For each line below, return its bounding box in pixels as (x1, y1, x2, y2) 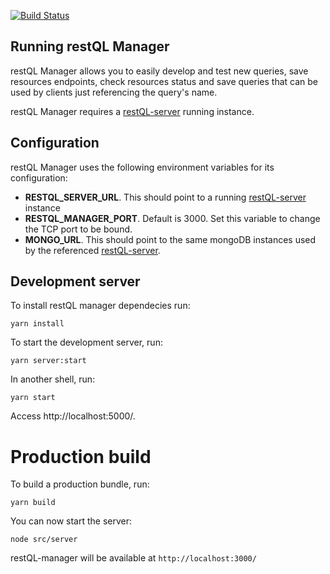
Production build (10, 445, 152, 468)
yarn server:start (10, 356, 87, 366)
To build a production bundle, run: (10, 478, 150, 490)
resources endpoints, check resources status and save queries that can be (10, 75, 319, 87)
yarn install (10, 319, 65, 329)
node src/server (10, 535, 78, 545)
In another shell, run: (10, 373, 96, 385)
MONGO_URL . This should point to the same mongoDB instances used (24, 233, 317, 245)
